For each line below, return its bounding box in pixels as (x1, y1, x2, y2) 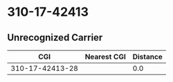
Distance (132, 52, 163, 61)
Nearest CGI (84, 52, 126, 61)
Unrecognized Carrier (7, 32, 103, 43)
